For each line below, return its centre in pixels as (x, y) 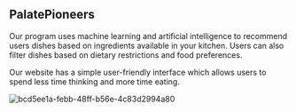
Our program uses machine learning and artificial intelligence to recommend (148, 36)
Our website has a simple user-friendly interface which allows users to (138, 72)
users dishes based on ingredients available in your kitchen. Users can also (147, 45)
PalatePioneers (52, 15)
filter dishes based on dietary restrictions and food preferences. (126, 55)
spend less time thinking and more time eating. (94, 81)
